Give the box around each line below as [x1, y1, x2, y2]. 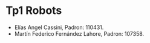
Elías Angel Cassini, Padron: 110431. [14, 24, 104, 31]
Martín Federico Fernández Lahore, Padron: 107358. [14, 30, 145, 37]
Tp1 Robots [5, 4, 62, 18]
